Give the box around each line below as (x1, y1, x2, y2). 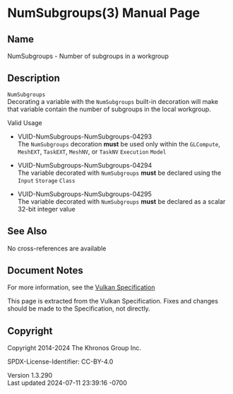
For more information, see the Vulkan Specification (7, 283, 155, 291)
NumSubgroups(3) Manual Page (7, 5, 200, 21)
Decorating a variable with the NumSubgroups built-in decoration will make (7, 97, 219, 105)
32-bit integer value (17, 204, 76, 213)
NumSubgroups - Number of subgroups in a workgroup (7, 52, 169, 60)
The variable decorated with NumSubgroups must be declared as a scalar (17, 197, 226, 206)
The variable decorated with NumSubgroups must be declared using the (17, 168, 222, 177)
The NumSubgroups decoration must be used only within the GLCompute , (17, 139, 221, 148)
